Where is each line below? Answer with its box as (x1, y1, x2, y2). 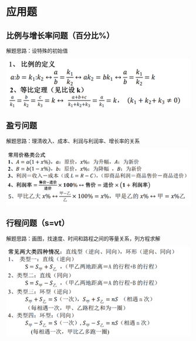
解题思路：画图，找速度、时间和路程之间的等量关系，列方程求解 (6, 235, 160, 242)
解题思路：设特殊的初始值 (6, 48, 68, 54)
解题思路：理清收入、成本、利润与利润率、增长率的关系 (6, 137, 140, 144)
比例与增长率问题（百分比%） (6, 31, 114, 40)
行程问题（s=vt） (6, 218, 69, 228)
